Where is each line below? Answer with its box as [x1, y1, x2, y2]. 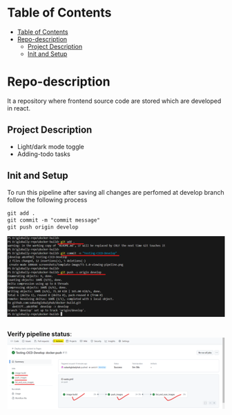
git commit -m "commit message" [7, 216, 100, 224]
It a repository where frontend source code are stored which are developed [7, 97, 222, 105]
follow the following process [7, 195, 88, 204]
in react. [7, 104, 31, 112]
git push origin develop [7, 223, 79, 231]
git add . [7, 209, 36, 217]
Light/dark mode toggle [17, 142, 85, 151]
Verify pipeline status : [7, 329, 72, 338]
